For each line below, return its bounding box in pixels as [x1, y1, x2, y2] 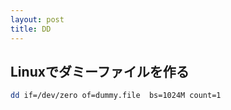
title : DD [10, 24, 52, 34]
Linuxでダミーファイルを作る [10, 63, 190, 80]
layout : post [10, 14, 65, 25]
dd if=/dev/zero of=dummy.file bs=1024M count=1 [10, 91, 222, 101]
